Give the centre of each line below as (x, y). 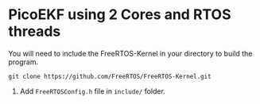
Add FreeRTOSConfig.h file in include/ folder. (92, 91)
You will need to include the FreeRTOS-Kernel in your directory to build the (130, 53)
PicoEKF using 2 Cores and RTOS (120, 15)
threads (35, 31)
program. (23, 62)
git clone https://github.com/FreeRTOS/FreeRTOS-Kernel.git (110, 76)
